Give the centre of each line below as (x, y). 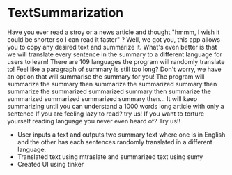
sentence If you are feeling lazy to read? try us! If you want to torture (106, 114)
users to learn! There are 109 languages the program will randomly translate (116, 61)
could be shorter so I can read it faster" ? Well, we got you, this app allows (114, 39)
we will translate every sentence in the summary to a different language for (115, 54)
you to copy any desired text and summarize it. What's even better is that (112, 47)
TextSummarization (65, 13)
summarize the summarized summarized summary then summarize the (109, 91)
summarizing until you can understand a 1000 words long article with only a (116, 106)
